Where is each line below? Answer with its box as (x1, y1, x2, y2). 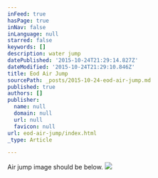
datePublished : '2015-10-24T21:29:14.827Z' (7, 57, 139, 64)
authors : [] (7, 90, 43, 97)
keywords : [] (7, 43, 46, 51)
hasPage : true (7, 17, 50, 24)
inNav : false (7, 23, 46, 31)
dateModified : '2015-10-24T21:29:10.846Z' (7, 63, 135, 70)
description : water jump (7, 51, 81, 58)
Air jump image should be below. (7, 163, 103, 172)
